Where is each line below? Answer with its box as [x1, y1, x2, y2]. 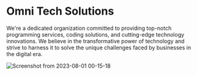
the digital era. [6, 50, 43, 57]
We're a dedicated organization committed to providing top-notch [6, 24, 172, 32]
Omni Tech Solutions [6, 4, 114, 18]
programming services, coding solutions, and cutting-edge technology [6, 30, 185, 38]
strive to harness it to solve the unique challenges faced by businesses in [6, 44, 191, 51]
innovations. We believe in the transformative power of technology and [6, 37, 185, 45]
